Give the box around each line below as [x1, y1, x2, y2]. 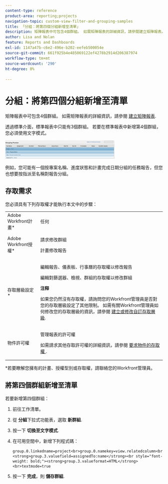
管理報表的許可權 [40, 331, 76, 337]
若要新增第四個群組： [5, 395, 49, 401]
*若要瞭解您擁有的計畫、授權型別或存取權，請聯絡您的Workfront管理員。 [5, 365, 155, 371]
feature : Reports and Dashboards [5, 40, 75, 45]
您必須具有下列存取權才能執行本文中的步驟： [5, 201, 97, 207]
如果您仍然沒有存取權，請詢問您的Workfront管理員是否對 [40, 296, 157, 302]
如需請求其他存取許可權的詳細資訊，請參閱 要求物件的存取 [40, 342, 160, 348]
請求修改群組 [40, 236, 67, 243]
